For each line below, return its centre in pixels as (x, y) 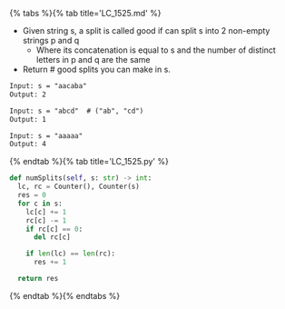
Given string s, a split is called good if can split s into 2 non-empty (146, 30)
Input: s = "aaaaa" (46, 135)
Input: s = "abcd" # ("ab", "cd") (77, 111)
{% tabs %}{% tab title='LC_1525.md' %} (85, 13)
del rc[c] (52, 237)
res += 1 (50, 263)
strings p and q (51, 40)
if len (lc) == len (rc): (71, 254)
